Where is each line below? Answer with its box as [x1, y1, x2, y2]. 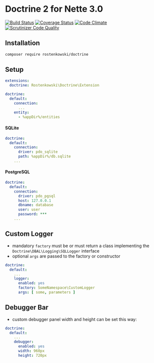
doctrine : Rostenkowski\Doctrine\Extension [9, 83, 99, 88]
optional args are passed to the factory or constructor [12, 253, 121, 259]
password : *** [18, 212, 47, 217]
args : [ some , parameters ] [18, 290, 76, 295]
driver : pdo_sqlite [18, 149, 58, 154]
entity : [14, 110, 29, 115]
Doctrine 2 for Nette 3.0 [5, 3, 104, 15]
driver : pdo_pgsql [18, 193, 56, 198]
